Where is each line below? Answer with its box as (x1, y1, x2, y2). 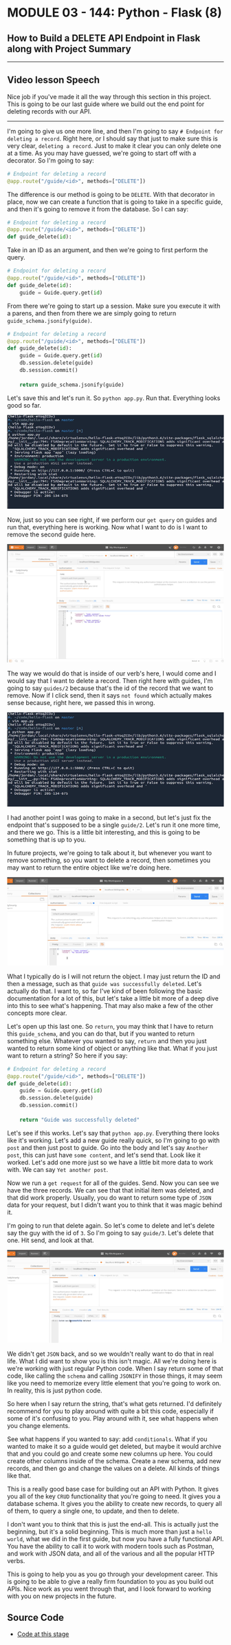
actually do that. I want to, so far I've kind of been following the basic (7, 987, 203, 995)
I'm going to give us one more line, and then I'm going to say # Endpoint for (7, 127, 223, 135)
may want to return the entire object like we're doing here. (7, 863, 172, 872)
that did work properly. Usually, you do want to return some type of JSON (7, 1193, 212, 1202)
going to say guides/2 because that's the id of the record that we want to (7, 684, 214, 693)
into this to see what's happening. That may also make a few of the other (7, 1001, 214, 1009)
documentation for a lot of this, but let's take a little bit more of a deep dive (7, 994, 219, 1003)
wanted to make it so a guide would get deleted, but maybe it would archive (7, 1442, 221, 1450)
